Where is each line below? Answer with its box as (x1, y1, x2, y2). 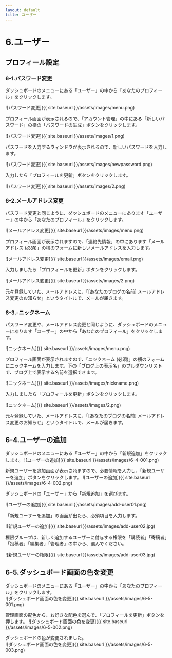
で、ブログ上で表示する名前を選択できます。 (5, 369, 100, 375)
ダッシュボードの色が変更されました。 (5, 634, 86, 641)
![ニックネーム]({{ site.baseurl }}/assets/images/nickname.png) (5, 380, 139, 386)
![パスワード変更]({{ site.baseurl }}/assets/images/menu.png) (5, 105, 135, 111)
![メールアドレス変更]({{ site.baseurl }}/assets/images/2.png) (5, 277, 135, 283)
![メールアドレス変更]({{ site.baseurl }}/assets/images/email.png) (5, 255, 143, 262)
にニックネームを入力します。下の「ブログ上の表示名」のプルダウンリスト (5, 362, 163, 369)
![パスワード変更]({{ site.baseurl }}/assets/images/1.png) (5, 133, 125, 139)
